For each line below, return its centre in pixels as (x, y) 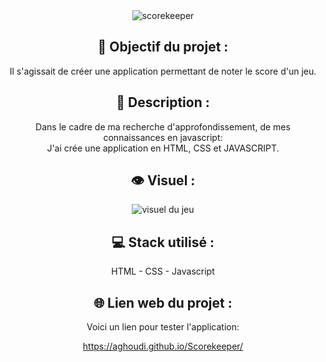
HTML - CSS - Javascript (163, 271)
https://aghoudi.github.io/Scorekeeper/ (163, 346)
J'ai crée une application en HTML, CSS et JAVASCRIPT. (163, 148)
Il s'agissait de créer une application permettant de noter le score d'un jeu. (163, 71)
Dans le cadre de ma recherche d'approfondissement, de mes (163, 126)
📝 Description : (163, 102)
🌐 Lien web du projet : (163, 302)
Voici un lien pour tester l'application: (163, 327)
